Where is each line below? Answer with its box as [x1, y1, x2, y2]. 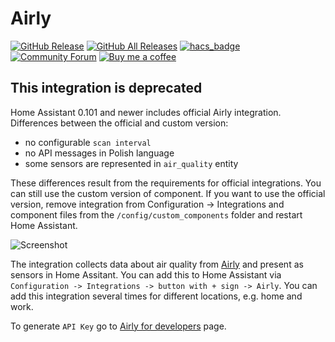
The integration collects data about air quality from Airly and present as [10, 258, 304, 270]
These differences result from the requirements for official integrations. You [10, 177, 322, 189]
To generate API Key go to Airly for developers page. [10, 320, 227, 332]
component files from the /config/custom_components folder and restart [10, 208, 303, 221]
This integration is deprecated [10, 80, 203, 97]
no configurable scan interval [24, 136, 152, 148]
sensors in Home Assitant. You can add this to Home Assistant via [10, 268, 282, 281]
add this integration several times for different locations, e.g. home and [10, 290, 303, 302]
